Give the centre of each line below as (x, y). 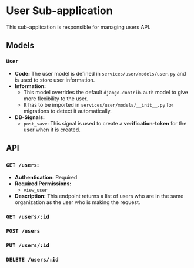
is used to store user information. (55, 80)
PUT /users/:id (28, 245)
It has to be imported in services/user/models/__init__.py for (98, 104)
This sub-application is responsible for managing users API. (78, 27)
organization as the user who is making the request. (77, 202)
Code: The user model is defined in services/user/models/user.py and (100, 73)
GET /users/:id (28, 217)
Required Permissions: (43, 184)
